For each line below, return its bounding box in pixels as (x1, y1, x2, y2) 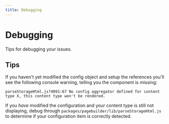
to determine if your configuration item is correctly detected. (5, 113, 132, 119)
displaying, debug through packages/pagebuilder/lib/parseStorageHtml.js (5, 108, 161, 114)
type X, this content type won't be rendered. (5, 94, 106, 99)
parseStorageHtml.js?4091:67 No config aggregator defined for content (5, 89, 160, 94)
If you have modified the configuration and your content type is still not (5, 102, 154, 109)
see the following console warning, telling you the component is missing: (5, 79, 157, 86)
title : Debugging (5, 7, 42, 13)
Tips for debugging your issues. (5, 46, 72, 52)
